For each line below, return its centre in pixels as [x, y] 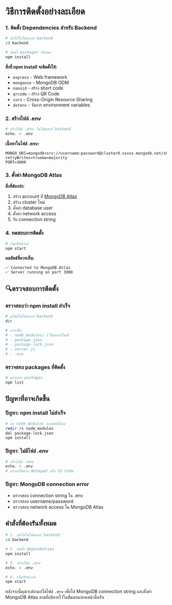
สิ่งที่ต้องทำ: [15, 186]
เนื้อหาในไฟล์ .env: [23, 144]
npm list [15, 383]
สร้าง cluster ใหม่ [29, 202]
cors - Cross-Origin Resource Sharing [53, 99]
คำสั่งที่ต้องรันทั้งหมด [31, 523]
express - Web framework [40, 77]
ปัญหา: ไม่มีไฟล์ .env [27, 451]
